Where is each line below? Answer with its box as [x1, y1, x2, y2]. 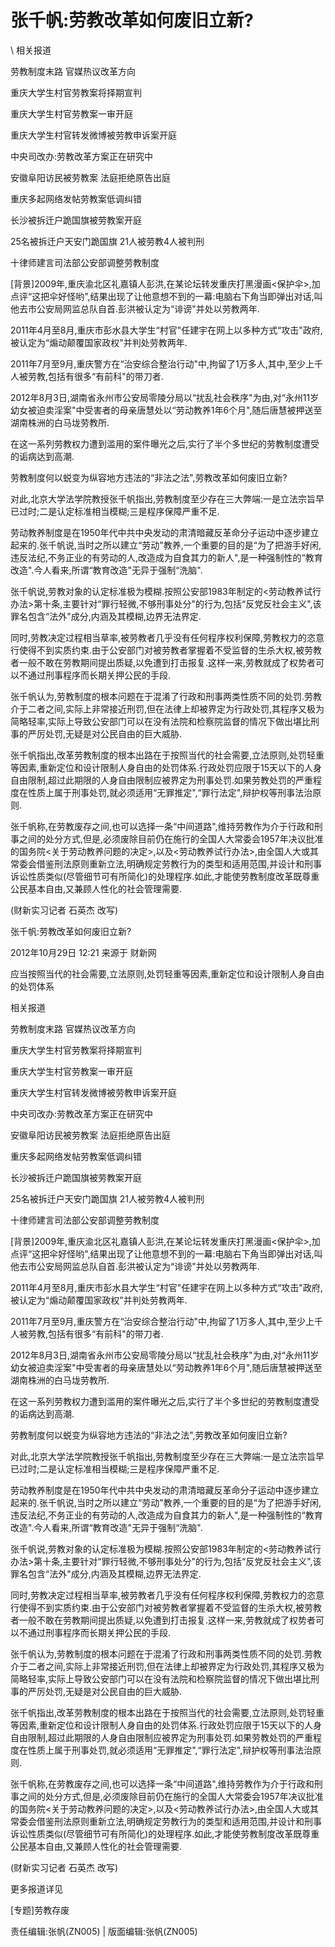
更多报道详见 [10, 1882, 63, 1895]
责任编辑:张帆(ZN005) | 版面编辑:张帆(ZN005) [10, 1925, 198, 1937]
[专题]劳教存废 [10, 1904, 70, 1916]
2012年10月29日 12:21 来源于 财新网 [10, 946, 157, 958]
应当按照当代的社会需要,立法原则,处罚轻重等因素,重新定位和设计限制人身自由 [10, 967, 325, 980]
